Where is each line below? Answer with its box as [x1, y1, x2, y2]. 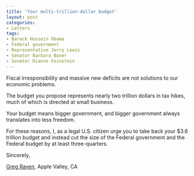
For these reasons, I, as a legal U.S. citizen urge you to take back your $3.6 [6, 128, 188, 135]
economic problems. [6, 80, 56, 87]
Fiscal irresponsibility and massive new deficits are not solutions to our [6, 74, 179, 82]
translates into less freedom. [6, 116, 75, 123]
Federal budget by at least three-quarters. [6, 140, 108, 147]
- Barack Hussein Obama [6, 36, 65, 42]
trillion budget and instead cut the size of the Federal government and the [6, 133, 185, 141]
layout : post [6, 14, 38, 20]
